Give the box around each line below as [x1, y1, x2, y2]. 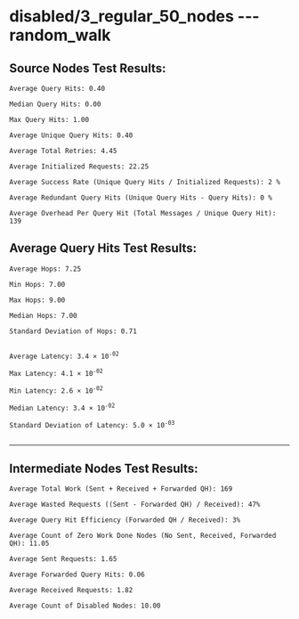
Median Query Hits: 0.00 [9, 100, 101, 109]
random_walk [9, 25, 111, 45]
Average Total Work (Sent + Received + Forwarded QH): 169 [9, 485, 233, 493]
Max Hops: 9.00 [9, 296, 66, 305]
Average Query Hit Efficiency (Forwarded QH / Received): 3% [9, 516, 241, 525]
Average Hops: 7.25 [9, 265, 82, 273]
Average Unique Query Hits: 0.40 [9, 131, 133, 140]
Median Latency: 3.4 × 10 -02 [9, 402, 116, 412]
